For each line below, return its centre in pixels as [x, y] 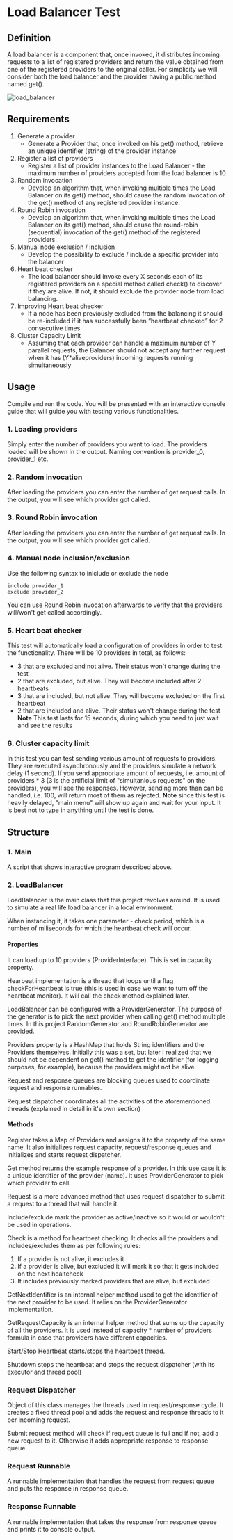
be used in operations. [39, 1224]
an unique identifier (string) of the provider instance [102, 151]
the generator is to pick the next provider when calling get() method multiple [116, 1016]
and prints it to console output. [51, 1529]
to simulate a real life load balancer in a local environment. [90, 907]
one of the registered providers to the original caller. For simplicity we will [112, 69]
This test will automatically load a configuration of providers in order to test [115, 646]
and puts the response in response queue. [68, 1489]
